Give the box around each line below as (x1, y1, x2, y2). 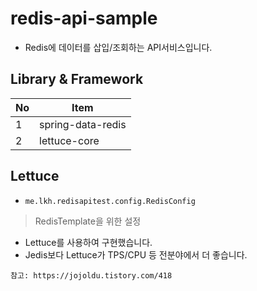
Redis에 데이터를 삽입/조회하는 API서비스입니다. (24, 41, 213, 53)
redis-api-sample (10, 7, 158, 30)
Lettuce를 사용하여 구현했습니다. (24, 236, 153, 248)
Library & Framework (10, 71, 144, 88)
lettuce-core (39, 133, 100, 147)
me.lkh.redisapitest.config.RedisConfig (24, 196, 196, 206)
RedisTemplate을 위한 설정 (34, 215, 142, 227)
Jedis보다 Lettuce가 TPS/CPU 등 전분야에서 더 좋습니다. (24, 248, 248, 261)
